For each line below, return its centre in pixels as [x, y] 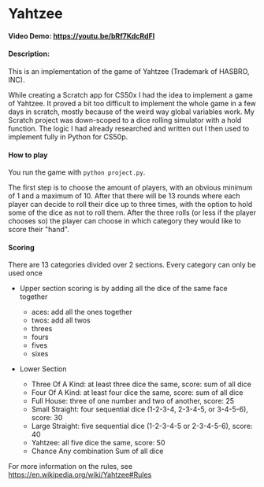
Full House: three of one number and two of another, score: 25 [133, 401]
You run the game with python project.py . [77, 172]
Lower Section [43, 369]
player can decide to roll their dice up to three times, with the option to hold [130, 205]
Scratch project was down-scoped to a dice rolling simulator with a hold [125, 120]
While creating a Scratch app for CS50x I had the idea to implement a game [131, 94]
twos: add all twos [61, 320]
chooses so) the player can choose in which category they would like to [125, 221]
